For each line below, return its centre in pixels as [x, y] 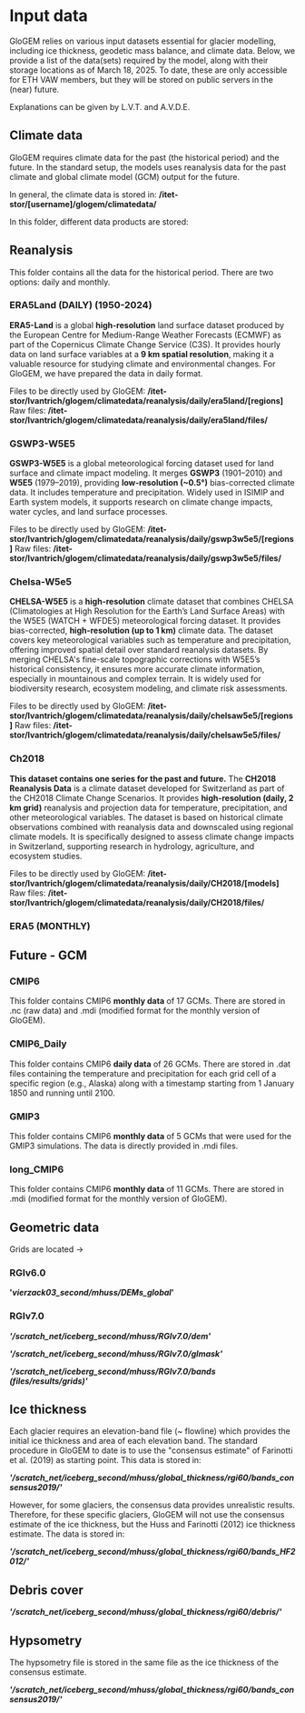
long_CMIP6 [37, 1169]
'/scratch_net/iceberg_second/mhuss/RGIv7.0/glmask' [116, 1353]
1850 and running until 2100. [62, 1093]
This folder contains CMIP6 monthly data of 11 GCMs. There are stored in [147, 1189]
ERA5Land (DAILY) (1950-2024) [81, 306]
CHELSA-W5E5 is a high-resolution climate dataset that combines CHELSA [152, 602]
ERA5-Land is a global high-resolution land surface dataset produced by [147, 325]
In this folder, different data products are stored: [99, 221]
